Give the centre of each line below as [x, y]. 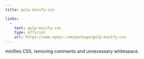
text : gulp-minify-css [38, 28]
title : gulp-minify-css [30, 10]
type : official [30, 33]
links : [12, 19]
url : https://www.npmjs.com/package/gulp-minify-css [70, 37]
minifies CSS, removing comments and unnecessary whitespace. [72, 51]
